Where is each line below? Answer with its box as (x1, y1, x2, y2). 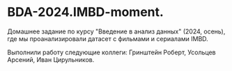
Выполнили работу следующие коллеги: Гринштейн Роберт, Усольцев (7, 48, 216, 56)
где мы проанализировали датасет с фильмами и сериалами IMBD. (7, 34, 209, 42)
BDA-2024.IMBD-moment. (7, 4, 164, 20)
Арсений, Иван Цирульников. (7, 55, 95, 63)
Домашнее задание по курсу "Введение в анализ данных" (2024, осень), (7, 27, 226, 35)
